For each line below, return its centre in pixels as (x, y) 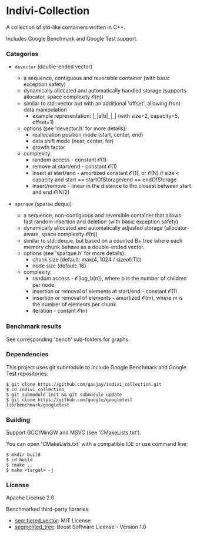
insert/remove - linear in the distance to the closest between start (111, 186)
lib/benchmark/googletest (38, 405)
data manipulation (45, 110)
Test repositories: (27, 373)
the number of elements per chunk (74, 305)
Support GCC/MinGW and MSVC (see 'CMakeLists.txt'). (74, 433)
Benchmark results (34, 326)
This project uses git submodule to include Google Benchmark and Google (96, 367)
